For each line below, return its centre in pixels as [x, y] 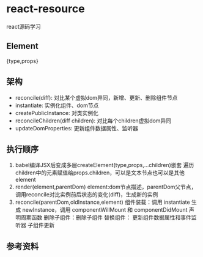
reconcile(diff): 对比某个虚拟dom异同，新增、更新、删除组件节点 [96, 97]
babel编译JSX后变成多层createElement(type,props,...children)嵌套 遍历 [105, 165]
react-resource [46, 9]
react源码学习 [24, 26]
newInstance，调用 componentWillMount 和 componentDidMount [105, 210]
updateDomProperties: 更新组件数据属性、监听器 [77, 128]
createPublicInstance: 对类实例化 [57, 113]
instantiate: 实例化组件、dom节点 [57, 105]
